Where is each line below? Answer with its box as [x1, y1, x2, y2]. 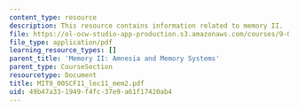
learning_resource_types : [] [9, 46, 117, 55]
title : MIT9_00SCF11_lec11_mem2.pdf [9, 79, 145, 88]
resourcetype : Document [9, 71, 98, 80]
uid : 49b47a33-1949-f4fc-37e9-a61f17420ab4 [9, 87, 173, 96]
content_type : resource [9, 12, 98, 22]
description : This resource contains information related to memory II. [9, 21, 284, 30]
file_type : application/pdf [9, 37, 114, 47]
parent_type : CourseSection [9, 63, 114, 72]
